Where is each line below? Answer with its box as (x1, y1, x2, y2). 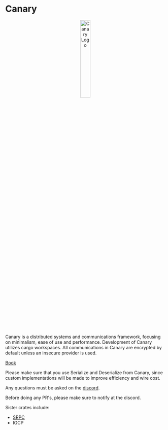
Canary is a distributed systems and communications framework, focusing (5, 334, 161, 340)
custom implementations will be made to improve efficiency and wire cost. (5, 375, 161, 381)
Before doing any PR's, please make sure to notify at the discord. (5, 394, 141, 401)
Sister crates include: (5, 404, 50, 410)
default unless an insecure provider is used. (5, 350, 97, 356)
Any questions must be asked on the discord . (5, 384, 100, 391)
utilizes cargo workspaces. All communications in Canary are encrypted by (5, 344, 162, 350)
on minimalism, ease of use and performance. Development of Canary (5, 339, 152, 345)
